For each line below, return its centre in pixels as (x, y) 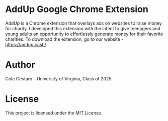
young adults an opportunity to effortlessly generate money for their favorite (84, 34)
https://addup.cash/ (26, 44)
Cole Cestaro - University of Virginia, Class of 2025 (58, 78)
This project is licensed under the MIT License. (54, 113)
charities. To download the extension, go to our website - (64, 39)
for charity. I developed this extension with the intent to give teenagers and (83, 28)
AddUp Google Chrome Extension (77, 9)
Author (20, 65)
